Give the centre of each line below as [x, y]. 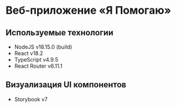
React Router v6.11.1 [38, 66]
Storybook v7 [31, 99]
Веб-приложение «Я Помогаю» [89, 10]
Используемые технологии [59, 33]
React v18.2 [28, 53]
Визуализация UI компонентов [66, 85]
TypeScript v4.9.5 [36, 60]
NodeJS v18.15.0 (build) [43, 47]
